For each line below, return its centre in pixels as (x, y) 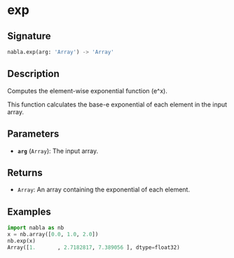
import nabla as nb (36, 228)
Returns (25, 173)
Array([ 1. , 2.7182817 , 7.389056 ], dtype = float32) (94, 247)
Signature (29, 36)
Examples (29, 211)
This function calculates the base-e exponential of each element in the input (117, 104)
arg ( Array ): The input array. (58, 151)
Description (33, 74)
